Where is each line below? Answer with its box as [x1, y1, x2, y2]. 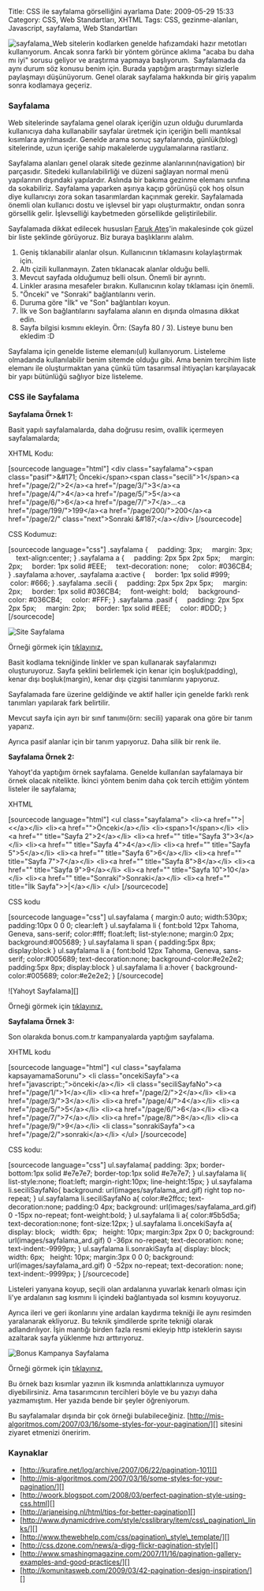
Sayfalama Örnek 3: [8, 1016, 75, 1026]
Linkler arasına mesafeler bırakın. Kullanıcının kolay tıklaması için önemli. [19, 281, 255, 291]
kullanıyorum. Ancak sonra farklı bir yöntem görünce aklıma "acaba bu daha [8, 47, 255, 56]
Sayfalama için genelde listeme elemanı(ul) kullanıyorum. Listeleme [8, 347, 226, 356]
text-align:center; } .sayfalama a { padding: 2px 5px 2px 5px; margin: [15, 553, 255, 562]
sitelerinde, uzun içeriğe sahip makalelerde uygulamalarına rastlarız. [8, 143, 229, 153]
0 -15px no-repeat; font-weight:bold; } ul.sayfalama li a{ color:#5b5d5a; [8, 1210, 240, 1220]
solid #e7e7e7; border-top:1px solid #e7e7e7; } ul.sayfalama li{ [46, 1168, 247, 1178]
